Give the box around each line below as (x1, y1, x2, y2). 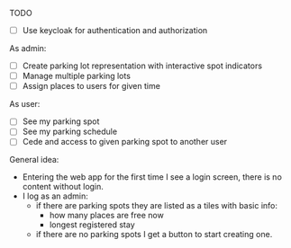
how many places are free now (49, 210, 164, 221)
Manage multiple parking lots (22, 71, 131, 82)
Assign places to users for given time (22, 81, 160, 92)
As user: (9, 99, 41, 110)
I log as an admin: (22, 190, 88, 201)
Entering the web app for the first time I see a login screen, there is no (22, 172, 282, 182)
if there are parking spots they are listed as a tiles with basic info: (35, 200, 277, 211)
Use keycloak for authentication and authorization (22, 25, 208, 35)
